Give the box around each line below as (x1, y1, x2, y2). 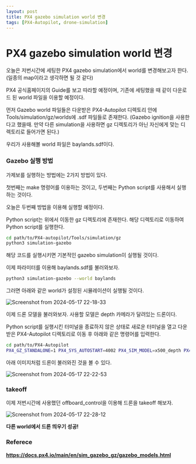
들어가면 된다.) (26, 128, 60, 135)
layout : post (6, 8, 38, 15)
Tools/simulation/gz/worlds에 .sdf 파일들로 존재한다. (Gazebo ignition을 (6, 114, 174, 121)
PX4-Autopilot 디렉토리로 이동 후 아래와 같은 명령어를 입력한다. (16, 331, 161, 338)
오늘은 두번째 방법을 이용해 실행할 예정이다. (6, 203, 104, 211)
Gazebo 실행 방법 (6, 157, 54, 165)
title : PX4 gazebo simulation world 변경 (6, 14, 106, 20)
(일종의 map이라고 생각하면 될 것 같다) (6, 74, 93, 81)
